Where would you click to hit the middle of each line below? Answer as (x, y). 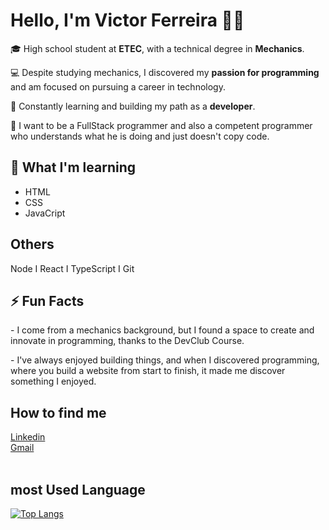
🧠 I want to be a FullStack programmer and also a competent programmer (161, 125)
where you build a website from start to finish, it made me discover (148, 371)
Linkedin (28, 437)
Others (32, 244)
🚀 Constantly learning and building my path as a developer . (133, 106)
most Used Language (78, 489)
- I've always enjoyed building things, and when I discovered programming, (165, 360)
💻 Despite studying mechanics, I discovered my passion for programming (165, 72)
